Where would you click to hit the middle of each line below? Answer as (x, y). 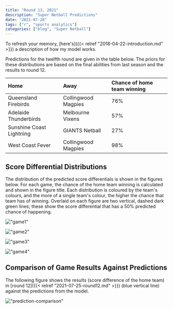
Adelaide (19, 112)
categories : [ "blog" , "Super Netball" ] (48, 29)
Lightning (19, 134)
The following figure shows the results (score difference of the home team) (85, 280)
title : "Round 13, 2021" (32, 10)
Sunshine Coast (27, 127)
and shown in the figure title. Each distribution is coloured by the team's (82, 190)
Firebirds (19, 104)
